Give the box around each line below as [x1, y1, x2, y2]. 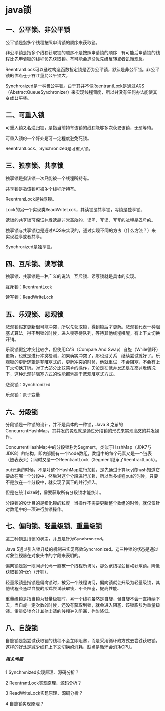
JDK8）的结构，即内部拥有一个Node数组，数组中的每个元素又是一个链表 [5, 450, 152, 456]
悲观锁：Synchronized [5, 382, 51, 388]
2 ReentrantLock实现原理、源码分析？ [5, 680, 82, 686]
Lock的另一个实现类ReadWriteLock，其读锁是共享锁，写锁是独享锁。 [5, 206, 145, 212]
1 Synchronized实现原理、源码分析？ [5, 669, 80, 675]
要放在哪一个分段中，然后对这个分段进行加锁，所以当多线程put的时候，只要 [5, 473, 158, 479]
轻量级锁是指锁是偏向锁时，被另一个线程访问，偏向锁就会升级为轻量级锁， [5, 579, 156, 585]
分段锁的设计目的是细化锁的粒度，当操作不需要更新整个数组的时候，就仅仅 [5, 500, 156, 506]
